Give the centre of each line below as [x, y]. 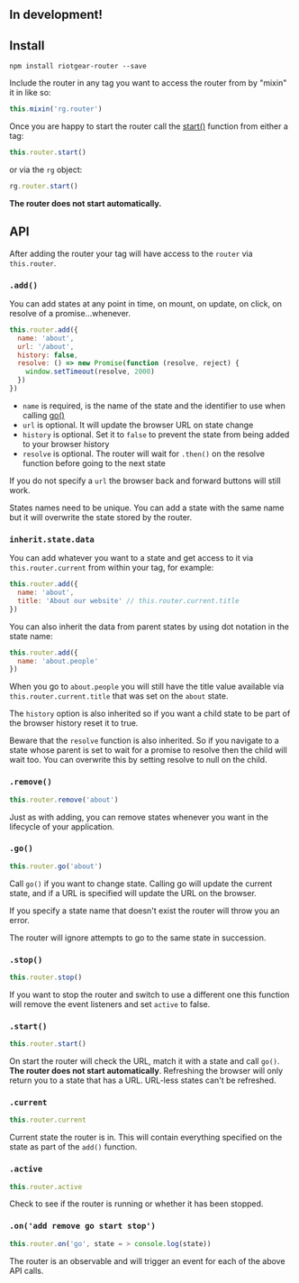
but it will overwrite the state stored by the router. [101, 517]
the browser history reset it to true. [74, 723]
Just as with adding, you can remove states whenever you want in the [139, 817]
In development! [56, 15]
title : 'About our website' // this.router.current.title [129, 600]
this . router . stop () [46, 977]
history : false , [48, 355]
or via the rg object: [46, 170]
